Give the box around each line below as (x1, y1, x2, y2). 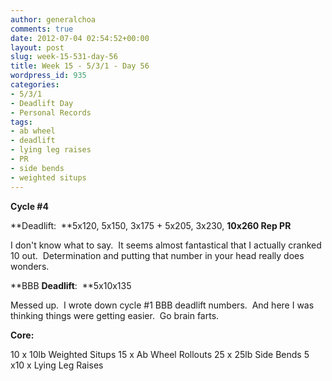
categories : (10, 80, 60, 90)
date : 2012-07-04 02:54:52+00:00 (10, 33, 150, 43)
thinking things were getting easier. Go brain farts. (10, 309, 220, 321)
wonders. (10, 260, 50, 272)
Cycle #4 (10, 200, 49, 212)
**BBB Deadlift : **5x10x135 (10, 279, 132, 291)
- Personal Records (10, 107, 92, 118)
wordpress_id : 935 (10, 71, 87, 81)
